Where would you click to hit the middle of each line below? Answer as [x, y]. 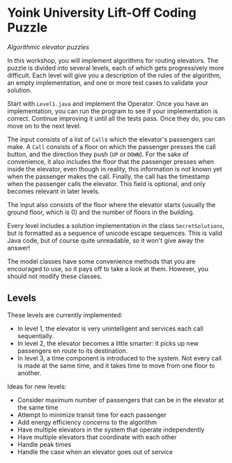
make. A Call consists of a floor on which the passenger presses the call [111, 146]
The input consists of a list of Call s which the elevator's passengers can [111, 139]
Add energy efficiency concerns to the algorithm [87, 422]
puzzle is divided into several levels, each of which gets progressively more [116, 68]
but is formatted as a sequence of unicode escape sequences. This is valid [115, 233]
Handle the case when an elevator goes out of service [95, 452]
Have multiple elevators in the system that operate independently [111, 430]
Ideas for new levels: [37, 386]
